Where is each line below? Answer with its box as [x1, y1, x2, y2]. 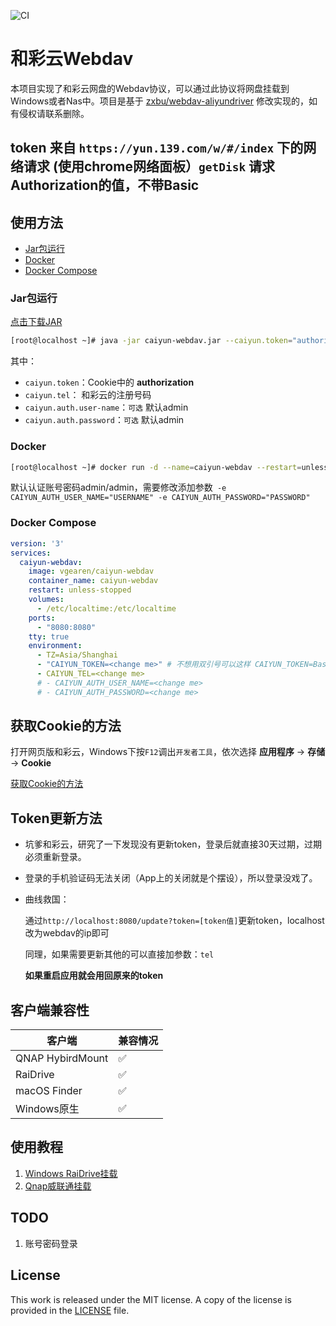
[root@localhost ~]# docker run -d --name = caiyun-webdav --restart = [10, 462, 302, 472]
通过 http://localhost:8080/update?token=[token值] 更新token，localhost [24, 915, 325, 927]
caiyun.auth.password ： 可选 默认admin [24, 414, 185, 426]
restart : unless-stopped [28, 585, 132, 595]
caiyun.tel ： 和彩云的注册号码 [24, 389, 152, 401]
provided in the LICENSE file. [10, 1304, 130, 1316]
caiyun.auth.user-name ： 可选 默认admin [24, 401, 189, 414]
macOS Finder [15, 1084, 83, 1098]
